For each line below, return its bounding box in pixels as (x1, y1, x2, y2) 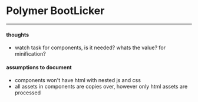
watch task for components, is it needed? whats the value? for (14, 44, 166, 51)
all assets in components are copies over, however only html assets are (14, 83, 188, 90)
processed (14, 89, 41, 96)
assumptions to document (6, 63, 72, 71)
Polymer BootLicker (6, 4, 105, 18)
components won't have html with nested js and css (14, 77, 141, 84)
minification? (14, 50, 46, 57)
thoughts (6, 31, 29, 38)
